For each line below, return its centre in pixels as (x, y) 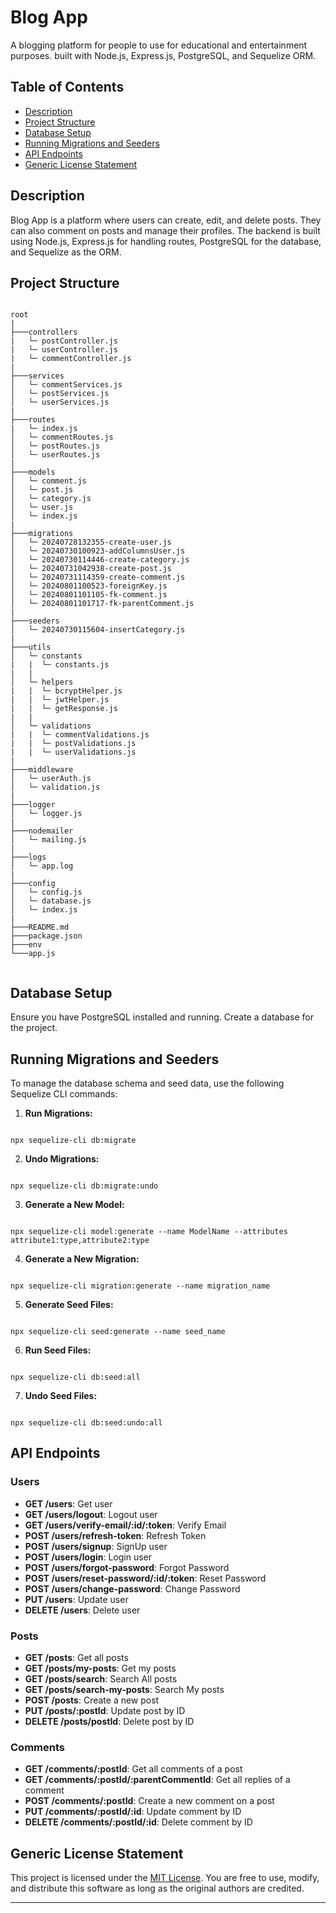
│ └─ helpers (42, 682)
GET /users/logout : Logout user (91, 1514)
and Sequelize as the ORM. (66, 252)
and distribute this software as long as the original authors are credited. (157, 1888)
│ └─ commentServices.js (66, 385)
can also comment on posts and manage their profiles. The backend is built (165, 230)
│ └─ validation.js (55, 787)
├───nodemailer (42, 831)
